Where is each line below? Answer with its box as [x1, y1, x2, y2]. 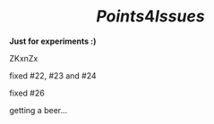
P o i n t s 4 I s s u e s [96, 6, 205, 27]
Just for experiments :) [9, 36, 97, 46]
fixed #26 [9, 87, 45, 98]
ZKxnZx [9, 53, 39, 63]
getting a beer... [9, 104, 68, 115]
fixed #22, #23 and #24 [9, 70, 97, 81]
